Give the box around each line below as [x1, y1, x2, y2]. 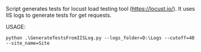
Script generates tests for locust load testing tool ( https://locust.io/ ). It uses [5, 5, 196, 12]
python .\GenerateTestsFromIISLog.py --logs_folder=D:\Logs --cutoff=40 [5, 35, 195, 41]
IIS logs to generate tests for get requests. [5, 11, 112, 19]
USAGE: [5, 24, 26, 30]
